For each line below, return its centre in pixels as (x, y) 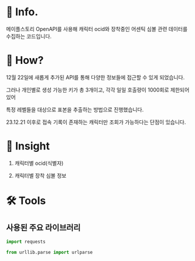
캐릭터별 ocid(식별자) (39, 163)
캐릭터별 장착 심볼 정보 (40, 175)
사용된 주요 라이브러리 (43, 228)
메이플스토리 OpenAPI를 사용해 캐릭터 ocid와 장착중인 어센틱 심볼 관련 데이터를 (97, 29)
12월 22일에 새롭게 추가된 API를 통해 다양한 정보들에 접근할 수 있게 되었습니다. (95, 77)
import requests (26, 242)
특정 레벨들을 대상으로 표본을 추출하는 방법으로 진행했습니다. (75, 109)
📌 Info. (22, 12)
